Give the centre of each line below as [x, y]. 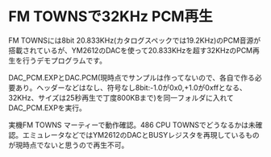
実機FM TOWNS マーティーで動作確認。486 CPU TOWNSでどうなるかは [128, 125]
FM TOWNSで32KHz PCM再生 [110, 17]
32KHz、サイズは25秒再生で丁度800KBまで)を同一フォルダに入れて [121, 97]
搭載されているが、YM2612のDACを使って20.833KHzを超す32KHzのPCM [131, 50]
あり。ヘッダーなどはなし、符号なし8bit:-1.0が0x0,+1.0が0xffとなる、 [131, 87]
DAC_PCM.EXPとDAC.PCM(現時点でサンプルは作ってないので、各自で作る [132, 77]
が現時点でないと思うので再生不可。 [69, 145]
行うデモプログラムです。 [65, 60]
